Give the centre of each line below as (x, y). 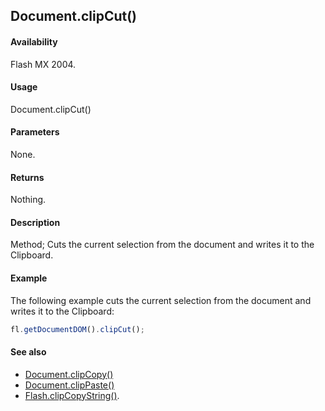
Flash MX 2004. (43, 64)
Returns (27, 177)
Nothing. (28, 200)
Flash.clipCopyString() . (72, 395)
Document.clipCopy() (69, 374)
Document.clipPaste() (69, 385)
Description (35, 222)
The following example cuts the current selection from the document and (161, 300)
